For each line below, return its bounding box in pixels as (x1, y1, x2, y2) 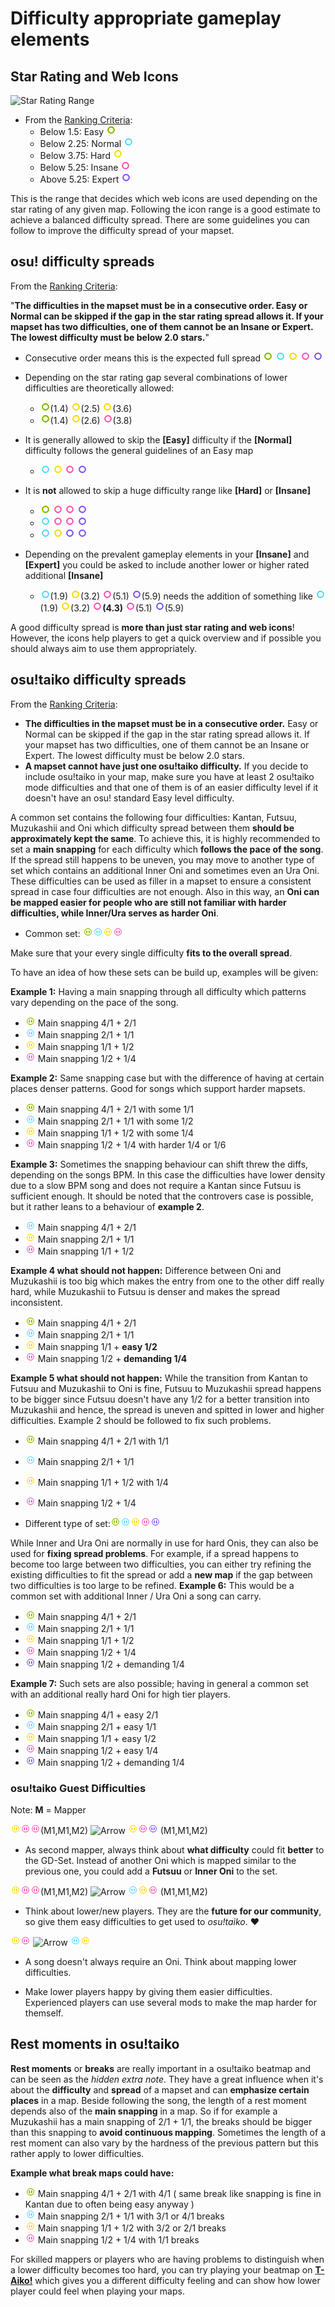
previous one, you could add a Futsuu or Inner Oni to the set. (24, 1865, 278, 1877)
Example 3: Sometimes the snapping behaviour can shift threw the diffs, (10, 1158, 309, 1170)
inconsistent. (10, 1296, 63, 1308)
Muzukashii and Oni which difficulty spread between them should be (10, 822, 295, 834)
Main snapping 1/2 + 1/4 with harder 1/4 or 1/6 (37, 1138, 227, 1151)
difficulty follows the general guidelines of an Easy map (24, 444, 254, 456)
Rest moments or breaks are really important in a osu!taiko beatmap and (10, 2062, 311, 2074)
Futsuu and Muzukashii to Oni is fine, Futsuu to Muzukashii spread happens (10, 1382, 322, 1394)
